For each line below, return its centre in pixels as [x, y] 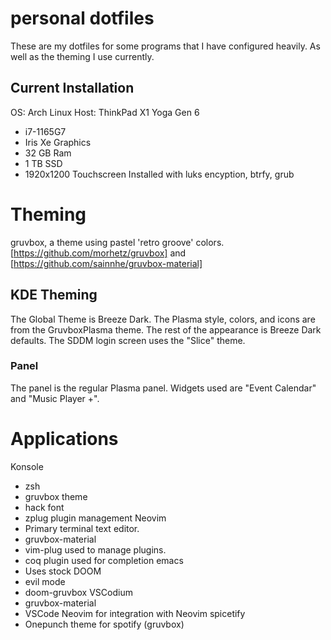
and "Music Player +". [55, 398]
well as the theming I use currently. [82, 56]
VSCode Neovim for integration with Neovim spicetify [135, 613]
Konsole [27, 466]
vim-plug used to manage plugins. [95, 549]
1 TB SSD [43, 163]
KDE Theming [54, 295]
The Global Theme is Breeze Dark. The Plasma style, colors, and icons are [163, 319]
